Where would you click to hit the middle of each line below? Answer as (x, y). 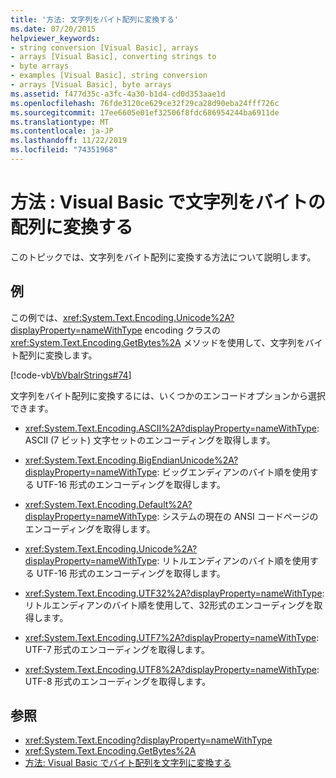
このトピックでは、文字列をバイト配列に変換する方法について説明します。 (163, 257)
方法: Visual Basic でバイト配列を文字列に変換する (128, 763)
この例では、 (36, 317)
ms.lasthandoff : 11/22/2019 (69, 141)
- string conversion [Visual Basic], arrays (104, 47)
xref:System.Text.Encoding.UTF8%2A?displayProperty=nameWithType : (172, 669)
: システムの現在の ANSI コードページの (237, 516)
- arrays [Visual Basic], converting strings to (113, 57)
